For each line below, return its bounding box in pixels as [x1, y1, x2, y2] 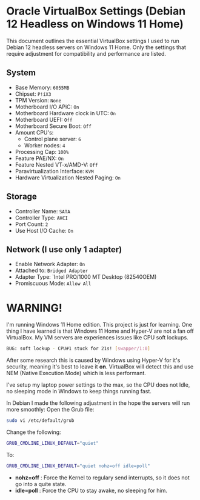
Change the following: [6, 428, 62, 436]
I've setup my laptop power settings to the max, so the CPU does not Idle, [6, 381, 190, 388]
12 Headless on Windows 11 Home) [6, 17, 184, 31]
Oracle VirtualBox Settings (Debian [6, 4, 186, 18]
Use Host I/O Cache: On [15, 227, 74, 234]
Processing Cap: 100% [15, 148, 69, 155]
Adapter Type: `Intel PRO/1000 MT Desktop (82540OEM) [15, 273, 157, 281]
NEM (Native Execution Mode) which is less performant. [6, 370, 147, 377]
